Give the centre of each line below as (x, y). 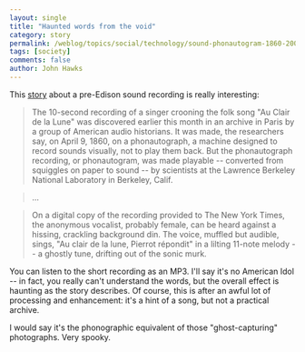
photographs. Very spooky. (60, 337)
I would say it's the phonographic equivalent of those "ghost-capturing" (144, 327)
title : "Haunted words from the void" (83, 26)
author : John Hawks (46, 69)
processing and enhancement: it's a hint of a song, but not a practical (139, 300)
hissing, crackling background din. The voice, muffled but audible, (155, 234)
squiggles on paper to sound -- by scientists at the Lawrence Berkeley (163, 170)
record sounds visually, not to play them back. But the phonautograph (162, 150)
